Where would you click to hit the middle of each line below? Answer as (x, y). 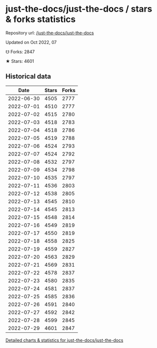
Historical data (28, 77)
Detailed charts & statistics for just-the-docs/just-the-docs (64, 340)
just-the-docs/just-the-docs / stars (79, 9)
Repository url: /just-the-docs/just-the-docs (50, 33)
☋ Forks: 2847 (20, 52)
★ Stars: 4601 (20, 61)
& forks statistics (41, 19)
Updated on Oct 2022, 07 (31, 42)
